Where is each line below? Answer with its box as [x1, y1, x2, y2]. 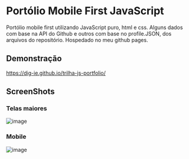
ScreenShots [6, 87, 55, 97]
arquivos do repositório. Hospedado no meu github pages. [6, 36, 149, 43]
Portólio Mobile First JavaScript [6, 4, 164, 18]
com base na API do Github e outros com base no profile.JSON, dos [6, 30, 172, 37]
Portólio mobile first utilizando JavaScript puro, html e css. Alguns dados [6, 24, 183, 31]
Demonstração [6, 53, 62, 63]
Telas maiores [6, 104, 47, 113]
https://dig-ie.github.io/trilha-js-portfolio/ [6, 69, 106, 77]
